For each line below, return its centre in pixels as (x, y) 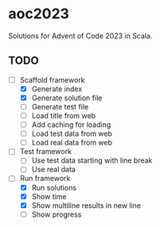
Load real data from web (72, 143)
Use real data (53, 169)
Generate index (57, 89)
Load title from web (64, 115)
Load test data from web (72, 134)
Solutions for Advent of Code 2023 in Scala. (80, 36)
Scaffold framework (52, 79)
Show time (49, 196)
